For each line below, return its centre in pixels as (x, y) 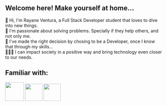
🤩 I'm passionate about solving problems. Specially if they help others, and (82, 31)
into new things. (22, 25)
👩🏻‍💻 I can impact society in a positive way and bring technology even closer (83, 52)
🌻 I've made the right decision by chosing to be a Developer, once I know (80, 41)
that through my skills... (29, 46)
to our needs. (19, 57)
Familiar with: (27, 73)
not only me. (18, 36)
